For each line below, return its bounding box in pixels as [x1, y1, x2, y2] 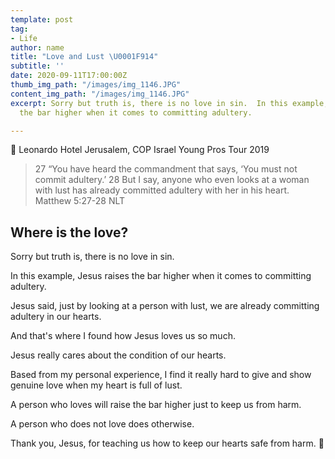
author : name [10, 42, 65, 53]
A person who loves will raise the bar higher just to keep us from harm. [10, 399, 302, 411]
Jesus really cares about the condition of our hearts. [10, 349, 227, 361]
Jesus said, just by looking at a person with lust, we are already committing [10, 300, 320, 312]
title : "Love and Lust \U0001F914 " [10, 52, 159, 62]
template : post [10, 14, 74, 25]
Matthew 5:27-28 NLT [34, 195, 126, 207]
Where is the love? [10, 224, 129, 241]
